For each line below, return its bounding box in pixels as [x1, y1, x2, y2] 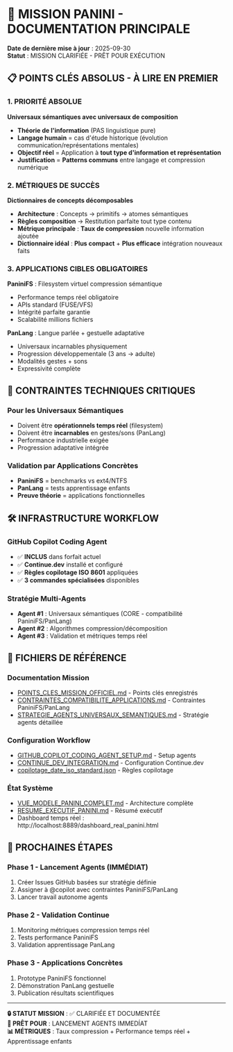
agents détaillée [17, 718, 64, 726]
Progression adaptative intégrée [17, 443, 109, 451]
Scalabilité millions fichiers [17, 316, 94, 324]
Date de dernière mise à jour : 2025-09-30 [7, 44, 131, 52]
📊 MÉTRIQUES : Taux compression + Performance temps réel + [7, 1027, 191, 1035]
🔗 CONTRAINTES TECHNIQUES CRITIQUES [7, 385, 196, 396]
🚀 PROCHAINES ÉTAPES [7, 841, 113, 853]
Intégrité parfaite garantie [17, 308, 91, 316]
